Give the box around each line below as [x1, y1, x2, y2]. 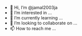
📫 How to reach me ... [9, 26, 56, 31]
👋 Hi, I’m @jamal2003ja [9, 5, 58, 10]
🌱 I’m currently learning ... [9, 15, 63, 20]
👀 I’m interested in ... [9, 10, 52, 16]
